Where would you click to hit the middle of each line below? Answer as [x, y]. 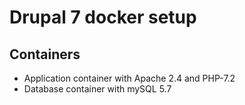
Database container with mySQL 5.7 [97, 89]
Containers [45, 54]
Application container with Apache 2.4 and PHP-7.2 [129, 78]
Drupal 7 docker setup [103, 17]
